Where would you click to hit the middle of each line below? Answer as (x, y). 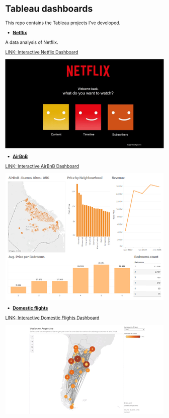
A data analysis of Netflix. (32, 42)
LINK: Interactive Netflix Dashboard (42, 52)
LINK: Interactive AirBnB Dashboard (42, 166)
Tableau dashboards (49, 9)
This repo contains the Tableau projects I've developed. (63, 23)
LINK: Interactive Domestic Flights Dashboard (52, 318)
